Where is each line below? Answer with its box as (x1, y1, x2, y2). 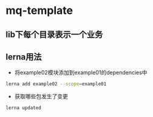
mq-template (5, 4, 73, 18)
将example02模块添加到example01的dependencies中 (14, 69, 148, 76)
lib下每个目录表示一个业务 (5, 29, 103, 39)
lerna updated (5, 105, 42, 111)
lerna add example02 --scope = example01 (5, 81, 107, 87)
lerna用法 (5, 52, 42, 62)
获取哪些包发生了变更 (14, 93, 68, 100)
